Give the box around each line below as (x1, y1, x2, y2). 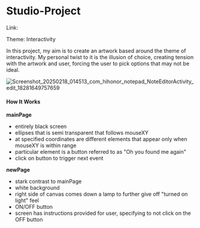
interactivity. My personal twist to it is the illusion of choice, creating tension (6, 53, 194, 60)
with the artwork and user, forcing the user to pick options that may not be (6, 60, 190, 67)
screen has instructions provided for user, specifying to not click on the (14, 209, 191, 217)
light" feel (14, 197, 39, 204)
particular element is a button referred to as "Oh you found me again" (14, 148, 187, 156)
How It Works (6, 98, 41, 105)
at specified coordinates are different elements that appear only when (14, 136, 187, 143)
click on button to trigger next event (14, 154, 104, 162)
